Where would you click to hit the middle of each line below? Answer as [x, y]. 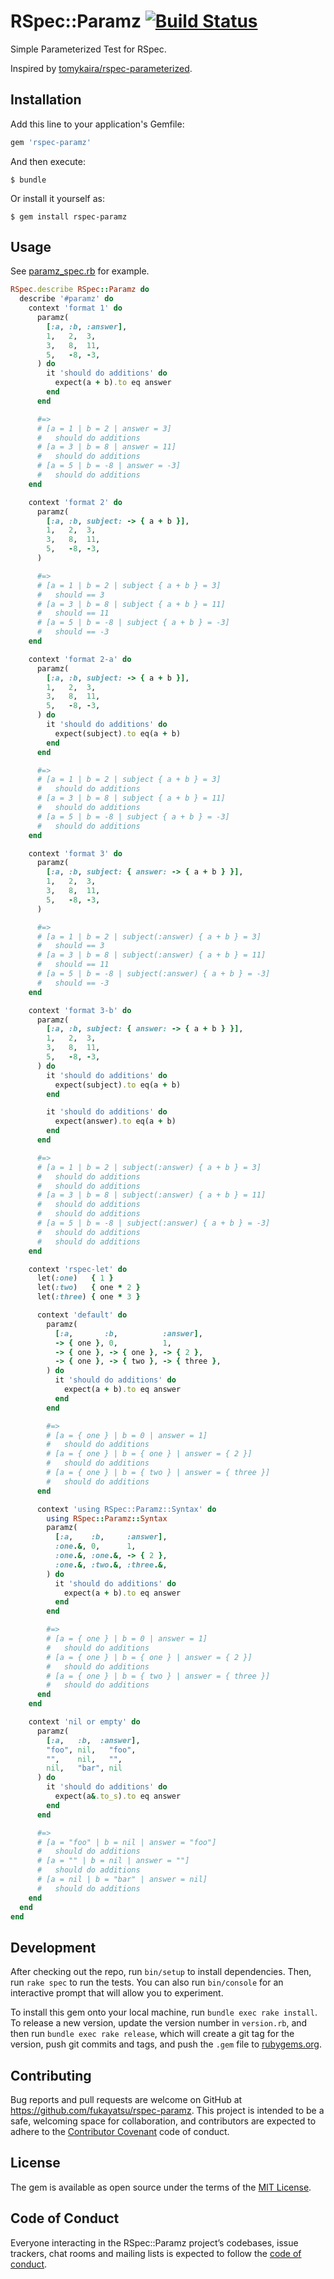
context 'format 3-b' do [80, 1010]
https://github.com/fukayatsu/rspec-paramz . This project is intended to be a [167, 2111]
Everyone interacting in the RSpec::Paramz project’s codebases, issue [154, 2242]
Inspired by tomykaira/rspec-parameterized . [101, 68]
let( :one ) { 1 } [75, 1278]
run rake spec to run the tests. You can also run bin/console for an [147, 1982]
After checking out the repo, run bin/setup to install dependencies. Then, [161, 1972]
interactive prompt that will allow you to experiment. [117, 1993]
